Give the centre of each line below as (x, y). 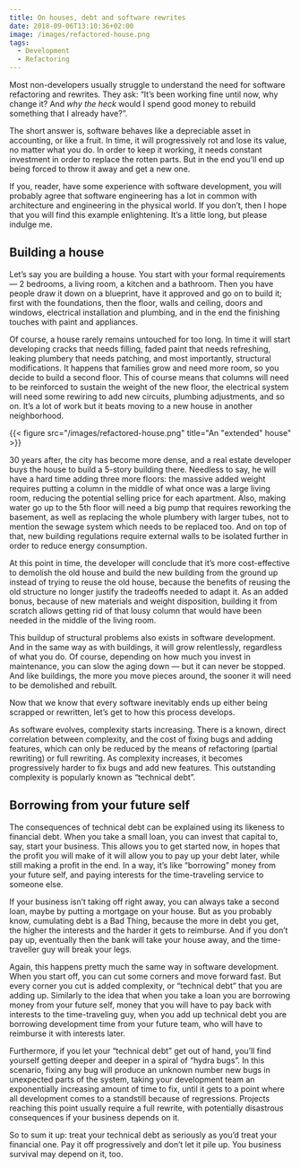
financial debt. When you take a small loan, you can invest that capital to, (144, 836)
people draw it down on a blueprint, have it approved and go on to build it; (146, 293)
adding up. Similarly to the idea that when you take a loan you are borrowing (150, 995)
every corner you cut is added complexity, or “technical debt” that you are (146, 985)
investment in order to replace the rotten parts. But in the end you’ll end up (147, 159)
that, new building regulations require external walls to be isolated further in (149, 536)
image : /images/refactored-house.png (80, 34)
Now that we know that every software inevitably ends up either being (139, 702)
